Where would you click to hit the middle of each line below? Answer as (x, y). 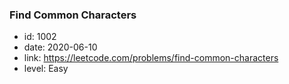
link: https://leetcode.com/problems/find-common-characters (151, 58)
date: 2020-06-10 (60, 47)
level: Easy (46, 69)
